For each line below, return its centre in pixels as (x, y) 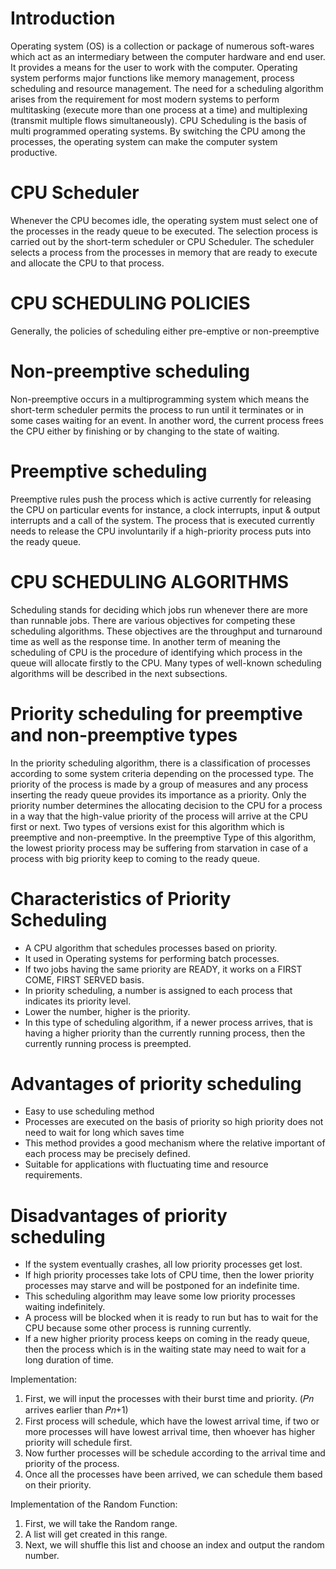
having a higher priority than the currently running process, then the (165, 1033)
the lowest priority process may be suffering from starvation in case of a (159, 848)
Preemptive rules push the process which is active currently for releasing (161, 499)
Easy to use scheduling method (89, 1111)
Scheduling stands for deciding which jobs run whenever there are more (159, 609)
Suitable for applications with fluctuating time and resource (146, 1164)
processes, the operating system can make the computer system (144, 141)
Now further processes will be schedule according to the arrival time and (175, 1453)
